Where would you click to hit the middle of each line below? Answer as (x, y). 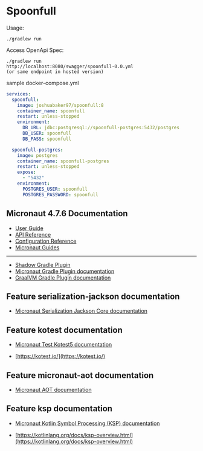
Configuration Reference (46, 241)
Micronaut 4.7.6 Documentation (67, 213)
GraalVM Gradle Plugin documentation (63, 277)
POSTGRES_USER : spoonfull (55, 189)
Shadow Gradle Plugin (43, 264)
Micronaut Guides (37, 247)
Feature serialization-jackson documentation (93, 296)
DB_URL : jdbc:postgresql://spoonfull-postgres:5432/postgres (101, 128)
